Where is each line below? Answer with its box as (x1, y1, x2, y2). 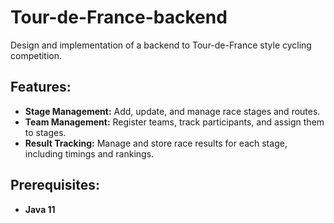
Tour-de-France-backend (10, 6, 228, 29)
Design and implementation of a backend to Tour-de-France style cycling (10, 39, 312, 51)
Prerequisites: (10, 177, 100, 194)
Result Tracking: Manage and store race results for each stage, (24, 137, 288, 149)
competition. (10, 49, 63, 61)
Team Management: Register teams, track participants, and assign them (24, 116, 325, 128)
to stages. (24, 126, 67, 138)
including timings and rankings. (24, 147, 155, 160)
